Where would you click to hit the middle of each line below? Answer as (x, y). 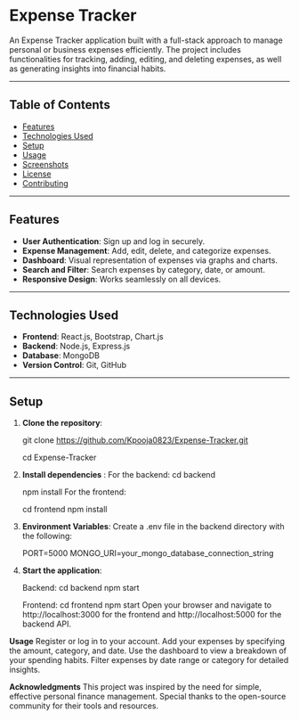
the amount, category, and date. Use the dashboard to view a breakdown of (148, 650)
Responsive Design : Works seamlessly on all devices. (121, 279)
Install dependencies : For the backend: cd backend (119, 475)
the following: (47, 536)
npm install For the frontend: (74, 492)
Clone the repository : (62, 423)
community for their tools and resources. (84, 706)
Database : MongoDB (61, 356)
